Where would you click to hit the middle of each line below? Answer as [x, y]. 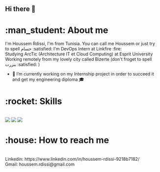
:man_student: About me [57, 30]
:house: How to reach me [57, 140]
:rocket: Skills [34, 101]
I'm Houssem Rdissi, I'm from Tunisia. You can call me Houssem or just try [80, 44]
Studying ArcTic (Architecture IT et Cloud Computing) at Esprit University [79, 54]
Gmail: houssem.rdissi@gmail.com [40, 164]
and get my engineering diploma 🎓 [48, 79]
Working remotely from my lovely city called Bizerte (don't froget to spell [79, 59]
